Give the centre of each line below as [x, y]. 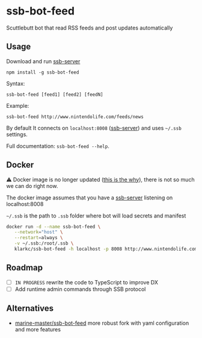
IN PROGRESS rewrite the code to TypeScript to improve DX [86, 282]
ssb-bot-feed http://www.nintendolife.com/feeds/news [75, 117]
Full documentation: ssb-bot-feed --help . [58, 146]
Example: [18, 105]
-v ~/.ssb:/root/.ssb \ [44, 243]
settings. [17, 134]
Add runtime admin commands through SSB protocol [80, 289]
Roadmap [25, 268]
